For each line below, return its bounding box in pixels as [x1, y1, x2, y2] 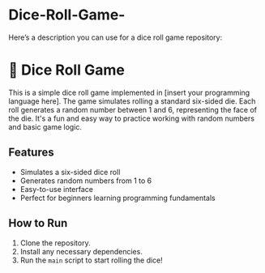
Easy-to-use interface [19, 184, 94, 194]
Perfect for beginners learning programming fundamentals [19, 193, 216, 203]
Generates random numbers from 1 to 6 [19, 176, 152, 186]
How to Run [8, 216, 68, 230]
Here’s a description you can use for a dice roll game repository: [8, 32, 223, 42]
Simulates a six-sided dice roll [19, 167, 121, 177]
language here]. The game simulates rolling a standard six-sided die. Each [8, 96, 256, 106]
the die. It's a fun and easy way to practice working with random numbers [8, 113, 255, 123]
